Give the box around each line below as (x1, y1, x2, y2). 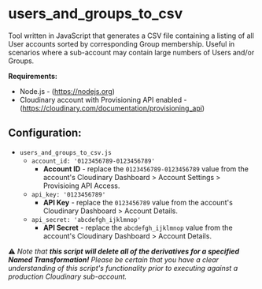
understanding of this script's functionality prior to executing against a (8, 263, 238, 272)
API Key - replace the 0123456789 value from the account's (42, 197, 234, 207)
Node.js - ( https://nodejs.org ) (19, 86, 116, 96)
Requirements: (8, 71, 57, 81)
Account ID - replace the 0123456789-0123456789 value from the (42, 163, 249, 174)
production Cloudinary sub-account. (8, 272, 127, 281)
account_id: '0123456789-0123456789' (31, 157, 156, 165)
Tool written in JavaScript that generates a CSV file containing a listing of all (8, 31, 254, 40)
